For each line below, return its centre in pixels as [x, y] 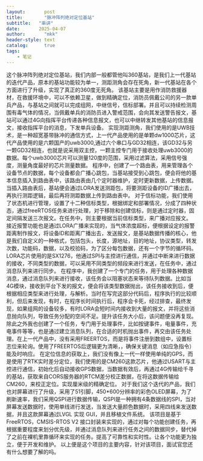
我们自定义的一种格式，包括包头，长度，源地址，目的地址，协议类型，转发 [104, 240]
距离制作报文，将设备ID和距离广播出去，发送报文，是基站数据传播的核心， [99, 233]
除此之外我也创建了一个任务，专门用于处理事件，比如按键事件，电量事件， [99, 323]
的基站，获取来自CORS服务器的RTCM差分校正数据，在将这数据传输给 [93, 376]
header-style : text [31, 40]
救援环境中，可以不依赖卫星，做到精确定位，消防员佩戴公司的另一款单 [109, 97]
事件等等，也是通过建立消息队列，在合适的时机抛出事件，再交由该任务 [98, 331]
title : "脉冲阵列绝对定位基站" [50, 17]
